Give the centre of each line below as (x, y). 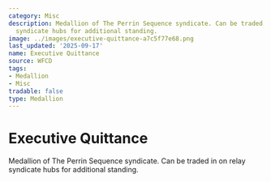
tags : (17, 69)
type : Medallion (36, 99)
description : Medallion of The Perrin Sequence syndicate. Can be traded (136, 23)
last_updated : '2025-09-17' (56, 46)
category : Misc (34, 16)
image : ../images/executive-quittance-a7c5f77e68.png (101, 38)
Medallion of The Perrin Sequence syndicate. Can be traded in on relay (127, 161)
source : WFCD (30, 61)
